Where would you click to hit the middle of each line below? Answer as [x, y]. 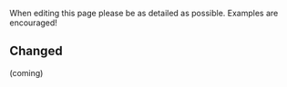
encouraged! [33, 23]
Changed [36, 51]
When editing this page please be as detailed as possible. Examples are [144, 13]
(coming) [26, 72]
